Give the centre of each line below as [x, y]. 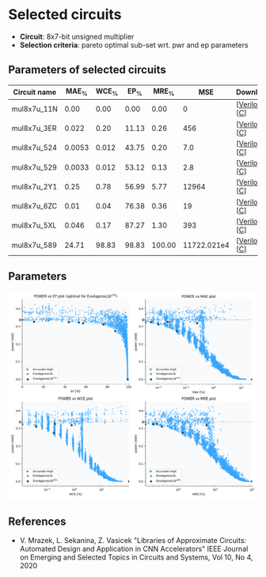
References [37, 521]
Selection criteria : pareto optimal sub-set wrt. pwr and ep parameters [134, 44]
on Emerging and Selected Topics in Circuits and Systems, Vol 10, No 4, [136, 557]
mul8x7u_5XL [34, 225]
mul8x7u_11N [34, 109]
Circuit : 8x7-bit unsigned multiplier [77, 36]
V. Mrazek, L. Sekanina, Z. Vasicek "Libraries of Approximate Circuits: [133, 540]
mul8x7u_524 [34, 147]
